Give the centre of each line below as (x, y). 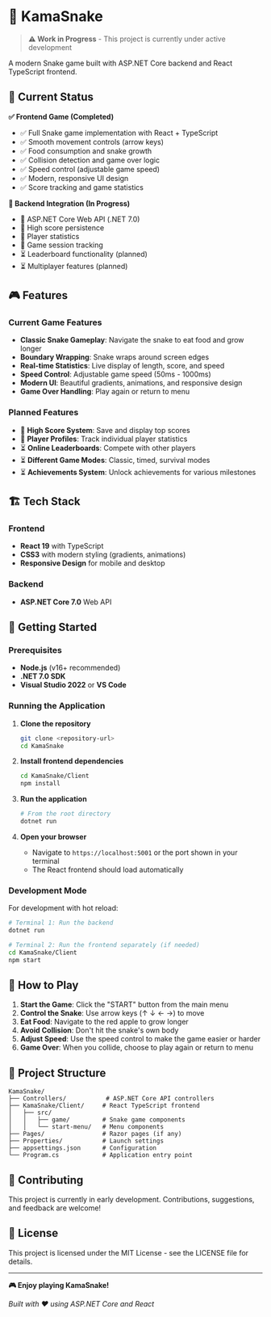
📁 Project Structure (57, 1073)
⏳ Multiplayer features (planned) (74, 266)
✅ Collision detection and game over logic (90, 160)
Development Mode (48, 890)
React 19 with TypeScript (62, 546)
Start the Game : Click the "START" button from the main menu (124, 1004)
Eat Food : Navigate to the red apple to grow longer (104, 1022)
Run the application (53, 799)
